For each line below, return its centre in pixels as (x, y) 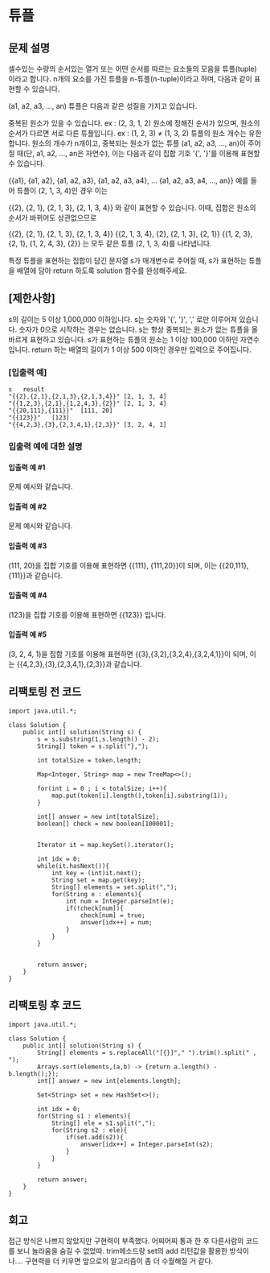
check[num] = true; (113, 915)
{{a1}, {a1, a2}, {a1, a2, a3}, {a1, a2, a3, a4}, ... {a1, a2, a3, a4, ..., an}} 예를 (129, 180)
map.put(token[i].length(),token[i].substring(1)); (139, 796)
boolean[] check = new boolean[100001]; (106, 824)
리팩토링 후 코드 (45, 1005)
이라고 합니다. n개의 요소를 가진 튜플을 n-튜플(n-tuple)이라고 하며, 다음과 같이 (131, 79)
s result (27, 390)
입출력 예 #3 (28, 546)
